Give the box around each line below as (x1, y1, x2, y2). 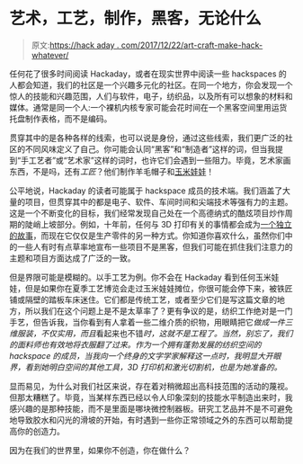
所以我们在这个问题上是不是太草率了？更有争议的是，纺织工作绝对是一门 (24, 305, 293, 316)
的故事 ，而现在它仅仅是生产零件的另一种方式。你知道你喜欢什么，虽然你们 (9, 230, 285, 241)
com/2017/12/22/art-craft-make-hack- (120, 40, 263, 50)
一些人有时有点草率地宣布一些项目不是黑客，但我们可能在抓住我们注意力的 (16, 241, 293, 252)
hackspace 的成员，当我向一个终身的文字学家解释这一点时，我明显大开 (9, 350, 274, 361)
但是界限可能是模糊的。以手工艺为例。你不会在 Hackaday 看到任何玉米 (9, 272, 272, 282)
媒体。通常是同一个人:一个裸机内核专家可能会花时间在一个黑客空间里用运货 (9, 102, 288, 112)
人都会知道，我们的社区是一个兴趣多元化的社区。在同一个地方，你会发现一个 (9, 79, 293, 90)
